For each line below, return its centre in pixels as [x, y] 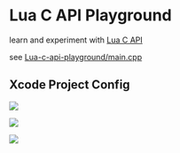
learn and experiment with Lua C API [76, 40]
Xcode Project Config [70, 85]
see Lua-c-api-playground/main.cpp [76, 57]
